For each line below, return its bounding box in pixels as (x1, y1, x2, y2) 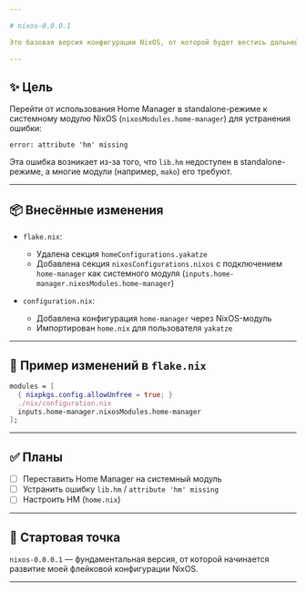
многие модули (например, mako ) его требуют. (51, 166, 232, 178)
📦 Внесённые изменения (9, 202, 164, 218)
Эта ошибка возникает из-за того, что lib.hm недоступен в (9, 157, 239, 168)
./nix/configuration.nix (17, 398, 112, 408)
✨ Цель (9, 79, 53, 95)
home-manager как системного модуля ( (36, 268, 186, 279)
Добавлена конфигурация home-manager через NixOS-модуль (36, 313, 272, 324)
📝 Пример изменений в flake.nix (9, 357, 207, 373)
